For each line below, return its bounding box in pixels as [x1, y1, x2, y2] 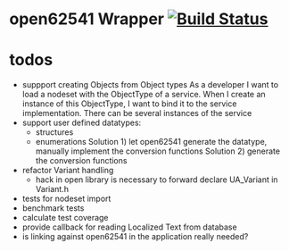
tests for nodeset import [21, 193, 111, 205]
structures [35, 127, 74, 138]
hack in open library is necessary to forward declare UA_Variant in [35, 174, 278, 185]
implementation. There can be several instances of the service [21, 108, 252, 119]
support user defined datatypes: [21, 117, 142, 129]
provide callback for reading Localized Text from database [21, 222, 238, 232]
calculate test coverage [21, 213, 109, 223]
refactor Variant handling [21, 165, 114, 176]
